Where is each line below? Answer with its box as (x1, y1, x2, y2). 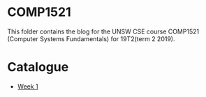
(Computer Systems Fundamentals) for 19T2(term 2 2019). (7, 34, 175, 43)
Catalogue (7, 59, 69, 75)
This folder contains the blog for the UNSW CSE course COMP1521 (7, 27, 200, 36)
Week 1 (17, 82, 38, 91)
